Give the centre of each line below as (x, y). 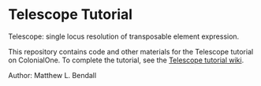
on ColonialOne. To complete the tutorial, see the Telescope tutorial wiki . (126, 60)
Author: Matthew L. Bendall (52, 75)
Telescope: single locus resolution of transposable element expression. (124, 36)
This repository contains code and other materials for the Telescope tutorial (131, 51)
